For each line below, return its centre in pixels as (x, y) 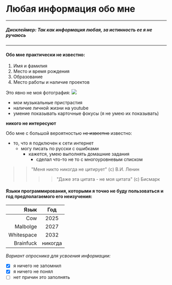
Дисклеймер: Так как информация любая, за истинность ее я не (79, 30)
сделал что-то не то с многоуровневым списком (89, 159)
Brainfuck (26, 243)
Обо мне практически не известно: (46, 55)
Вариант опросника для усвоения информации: (58, 256)
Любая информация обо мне (71, 9)
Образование (28, 77)
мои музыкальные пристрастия (48, 103)
